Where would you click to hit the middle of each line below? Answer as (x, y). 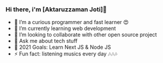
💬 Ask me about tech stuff (46, 41)
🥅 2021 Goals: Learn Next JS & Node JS (63, 47)
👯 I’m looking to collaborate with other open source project (85, 35)
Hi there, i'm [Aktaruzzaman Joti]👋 (56, 9)
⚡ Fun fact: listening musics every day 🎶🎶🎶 (66, 54)
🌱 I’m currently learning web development (65, 28)
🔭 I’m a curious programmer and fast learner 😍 (71, 22)
